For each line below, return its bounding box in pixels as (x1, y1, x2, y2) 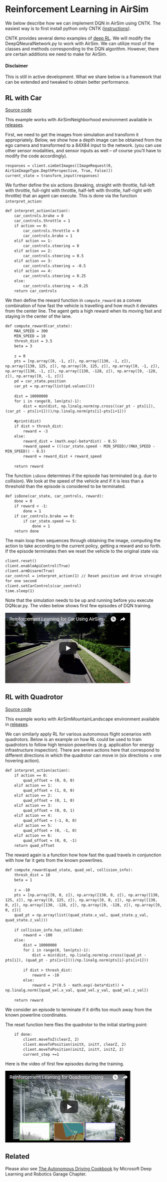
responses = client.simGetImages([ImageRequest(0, (5, 163, 113, 168)
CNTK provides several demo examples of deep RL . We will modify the (5, 35, 151, 41)
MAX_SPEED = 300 (14, 328, 48, 334)
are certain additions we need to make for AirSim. (5, 51, 107, 57)
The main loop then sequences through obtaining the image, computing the (5, 537, 161, 543)
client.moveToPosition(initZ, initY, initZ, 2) (23, 1047, 124, 1052)
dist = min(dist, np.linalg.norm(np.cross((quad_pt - (31, 953, 146, 958)
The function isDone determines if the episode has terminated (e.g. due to (5, 472, 157, 479)
